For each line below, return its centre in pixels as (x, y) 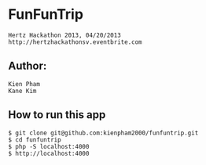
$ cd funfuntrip (35, 140)
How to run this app (57, 115)
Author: (28, 66)
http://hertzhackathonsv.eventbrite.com (75, 42)
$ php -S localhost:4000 (49, 146)
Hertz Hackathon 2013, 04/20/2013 (65, 35)
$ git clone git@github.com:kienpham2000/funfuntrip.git (103, 133)
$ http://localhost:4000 (49, 153)
